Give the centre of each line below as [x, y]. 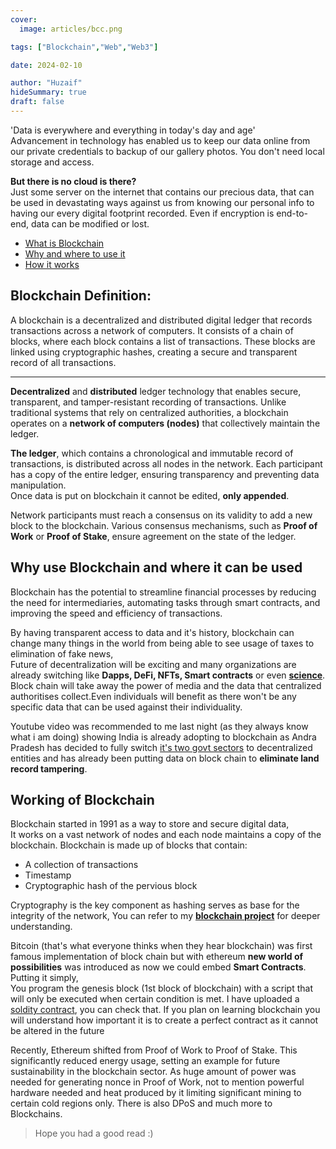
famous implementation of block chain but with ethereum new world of [157, 957]
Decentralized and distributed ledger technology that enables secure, [156, 391]
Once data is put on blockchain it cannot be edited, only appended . [150, 495]
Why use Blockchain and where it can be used [156, 567]
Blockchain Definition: [81, 296]
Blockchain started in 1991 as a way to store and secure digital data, [150, 824]
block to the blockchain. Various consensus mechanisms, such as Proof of [164, 525]
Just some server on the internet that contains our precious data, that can [162, 192]
